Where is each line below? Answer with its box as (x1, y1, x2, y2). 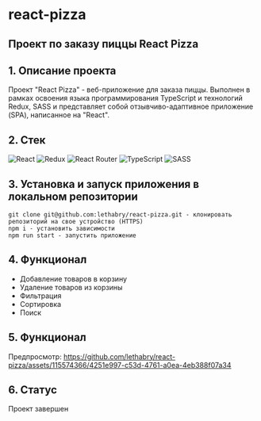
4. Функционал (8, 253, 87, 266)
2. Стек (8, 133, 46, 147)
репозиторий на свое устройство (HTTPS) (8, 218, 144, 226)
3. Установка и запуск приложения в (8, 177, 200, 191)
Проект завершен (8, 404, 69, 414)
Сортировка (19, 299, 62, 308)
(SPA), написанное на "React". (8, 110, 109, 120)
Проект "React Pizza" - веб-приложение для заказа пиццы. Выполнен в (8, 85, 251, 94)
